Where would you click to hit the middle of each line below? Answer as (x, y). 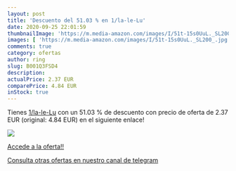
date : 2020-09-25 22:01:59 (47, 27)
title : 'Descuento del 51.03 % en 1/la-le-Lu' (77, 20)
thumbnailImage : (31, 33)
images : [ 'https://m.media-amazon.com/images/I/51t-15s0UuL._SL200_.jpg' (119, 40)
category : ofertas (34, 53)
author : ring (26, 60)
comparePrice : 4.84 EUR (42, 86)
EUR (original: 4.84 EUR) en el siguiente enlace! (76, 120)
